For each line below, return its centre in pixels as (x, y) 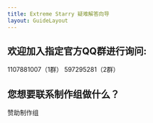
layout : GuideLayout (38, 21)
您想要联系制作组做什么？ (63, 94)
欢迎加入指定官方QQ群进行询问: (77, 51)
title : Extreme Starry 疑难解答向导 (58, 14)
